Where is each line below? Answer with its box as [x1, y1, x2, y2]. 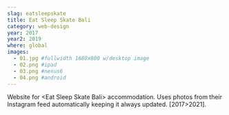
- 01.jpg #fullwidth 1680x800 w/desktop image [13, 55, 150, 62]
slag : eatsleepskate [7, 10, 67, 17]
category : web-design [7, 23, 70, 30]
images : [7, 49, 30, 56]
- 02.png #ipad [13, 61, 57, 68]
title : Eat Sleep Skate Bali [7, 17, 91, 23]
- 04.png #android [13, 74, 67, 81]
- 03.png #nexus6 [13, 67, 63, 74]
